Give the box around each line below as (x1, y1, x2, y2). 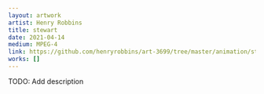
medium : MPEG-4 (8, 41, 58, 49)
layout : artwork (8, 11, 61, 20)
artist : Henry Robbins (8, 19, 82, 27)
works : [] (8, 56, 41, 63)
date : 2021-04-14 (8, 33, 65, 42)
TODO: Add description (8, 76, 84, 86)
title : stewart (8, 26, 58, 34)
